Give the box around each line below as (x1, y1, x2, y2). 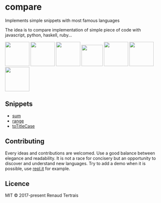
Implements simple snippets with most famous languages (5, 17, 120, 23)
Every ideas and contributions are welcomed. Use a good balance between (5, 150, 155, 156)
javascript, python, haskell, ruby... (5, 32, 72, 38)
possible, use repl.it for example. (5, 166, 70, 171)
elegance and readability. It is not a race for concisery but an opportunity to (5, 155, 156, 161)
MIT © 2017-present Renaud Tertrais (5, 192, 79, 198)
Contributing (5, 137, 45, 146)
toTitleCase (12, 123, 35, 129)
